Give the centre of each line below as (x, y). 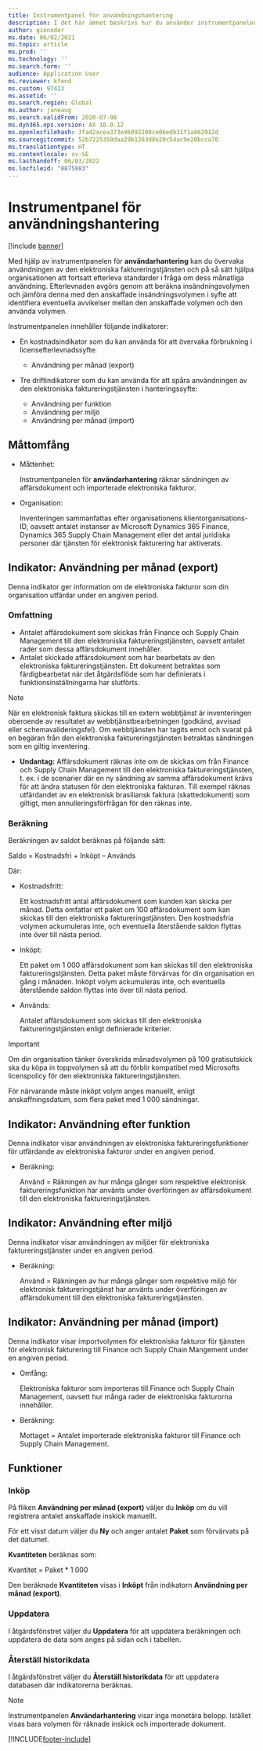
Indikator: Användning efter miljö (90, 1223)
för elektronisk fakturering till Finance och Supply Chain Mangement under (128, 1349)
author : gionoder (36, 30)
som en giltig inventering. (49, 746)
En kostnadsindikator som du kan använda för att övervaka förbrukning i (136, 341)
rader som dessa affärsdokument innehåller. (90, 649)
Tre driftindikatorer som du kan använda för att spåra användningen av (133, 380)
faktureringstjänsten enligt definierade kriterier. (95, 1029)
